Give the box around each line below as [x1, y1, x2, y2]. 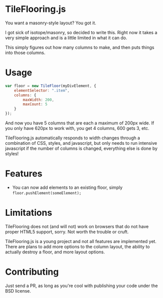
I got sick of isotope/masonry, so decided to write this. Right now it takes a [5, 29, 158, 35]
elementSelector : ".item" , [14, 88, 70, 93]
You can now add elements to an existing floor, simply [12, 184, 123, 190]
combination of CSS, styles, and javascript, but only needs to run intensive [5, 140, 158, 146]
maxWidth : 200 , [23, 97, 54, 102]
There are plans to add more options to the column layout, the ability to [5, 243, 150, 249]
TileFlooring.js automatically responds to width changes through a [5, 135, 140, 141]
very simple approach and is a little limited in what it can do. [5, 35, 127, 41]
